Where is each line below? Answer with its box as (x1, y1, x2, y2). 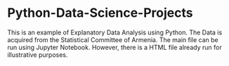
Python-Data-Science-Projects (7, 5, 193, 21)
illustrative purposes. (7, 51, 68, 59)
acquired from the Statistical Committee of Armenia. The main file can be (7, 35, 219, 44)
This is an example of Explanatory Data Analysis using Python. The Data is (7, 28, 223, 37)
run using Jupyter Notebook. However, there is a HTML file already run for (7, 43, 223, 51)
